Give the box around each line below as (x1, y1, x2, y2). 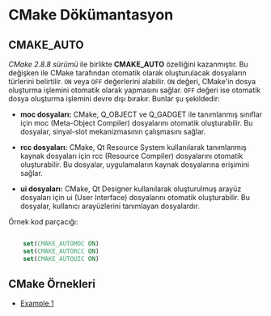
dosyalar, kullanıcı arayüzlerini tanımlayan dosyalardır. (19, 201, 200, 211)
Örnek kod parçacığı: (8, 217, 78, 226)
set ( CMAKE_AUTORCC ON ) (23, 247, 100, 255)
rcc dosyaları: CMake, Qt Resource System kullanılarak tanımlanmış (19, 143, 247, 152)
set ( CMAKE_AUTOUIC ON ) (23, 254, 100, 263)
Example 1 (19, 298, 54, 309)
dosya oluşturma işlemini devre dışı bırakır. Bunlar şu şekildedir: (8, 94, 220, 103)
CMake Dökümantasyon (8, 6, 174, 24)
